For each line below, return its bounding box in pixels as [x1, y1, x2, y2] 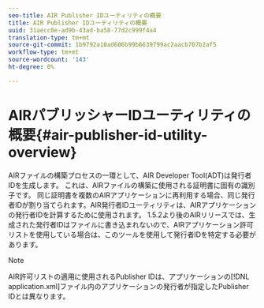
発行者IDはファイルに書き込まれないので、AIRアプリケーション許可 [35, 220, 254, 229]
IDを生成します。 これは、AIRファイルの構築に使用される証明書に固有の [8, 180, 242, 190]
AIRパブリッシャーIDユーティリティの [8, 106, 251, 124]
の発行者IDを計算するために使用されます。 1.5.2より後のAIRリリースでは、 [8, 210, 249, 220]
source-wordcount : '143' [8, 56, 90, 64]
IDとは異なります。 [8, 291, 70, 301]
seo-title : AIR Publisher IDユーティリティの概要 [8, 11, 162, 20]
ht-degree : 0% [8, 63, 55, 71]
